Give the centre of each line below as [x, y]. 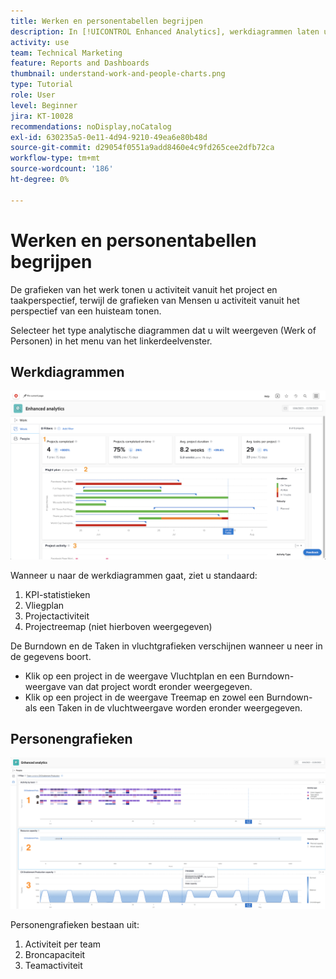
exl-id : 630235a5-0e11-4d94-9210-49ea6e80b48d [109, 137]
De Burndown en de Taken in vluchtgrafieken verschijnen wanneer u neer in [166, 646]
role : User [33, 95]
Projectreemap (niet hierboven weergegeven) [118, 626]
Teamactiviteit [53, 965]
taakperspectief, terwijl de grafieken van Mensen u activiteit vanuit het [155, 300]
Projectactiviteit [57, 616]
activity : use [40, 42]
